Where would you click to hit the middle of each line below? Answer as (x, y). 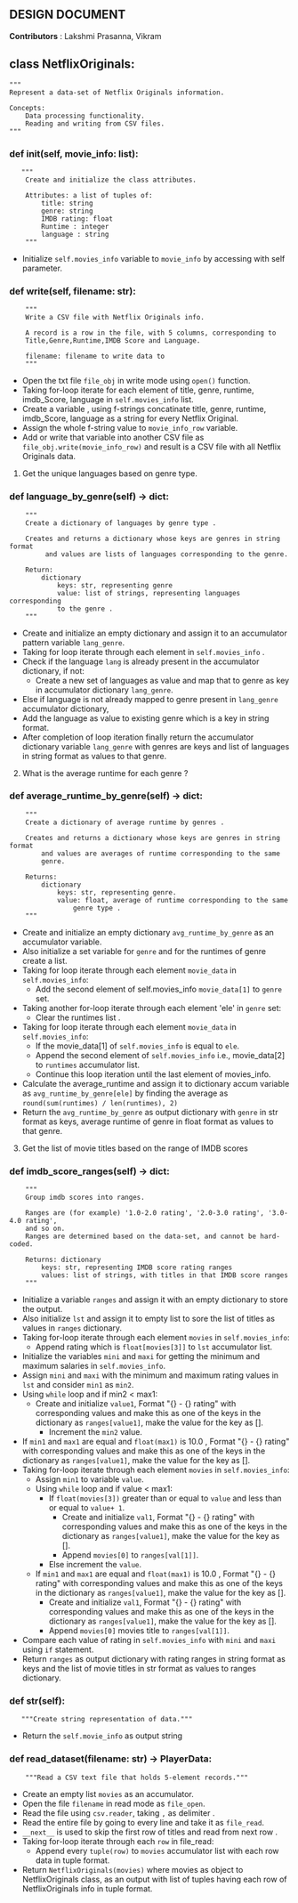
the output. (42, 1309)
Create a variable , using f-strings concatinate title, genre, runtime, (144, 409)
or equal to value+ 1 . (87, 1508)
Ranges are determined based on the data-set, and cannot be (141, 1236)
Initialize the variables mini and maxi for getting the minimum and (141, 1356)
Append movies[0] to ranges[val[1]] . (130, 1555)
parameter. (42, 268)
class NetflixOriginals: (72, 65)
